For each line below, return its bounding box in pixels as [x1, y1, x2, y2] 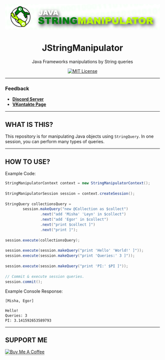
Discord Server [12, 96, 44, 102]
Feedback [5, 85, 29, 92]
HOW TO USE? [5, 157, 51, 166]
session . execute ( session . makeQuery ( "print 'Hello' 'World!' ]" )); [5, 248, 144, 253]
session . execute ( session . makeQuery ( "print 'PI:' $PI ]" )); [5, 264, 129, 269]
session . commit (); [5, 279, 43, 284]
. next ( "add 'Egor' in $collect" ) [40, 217, 109, 222]
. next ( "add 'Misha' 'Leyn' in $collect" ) [40, 212, 126, 217]
